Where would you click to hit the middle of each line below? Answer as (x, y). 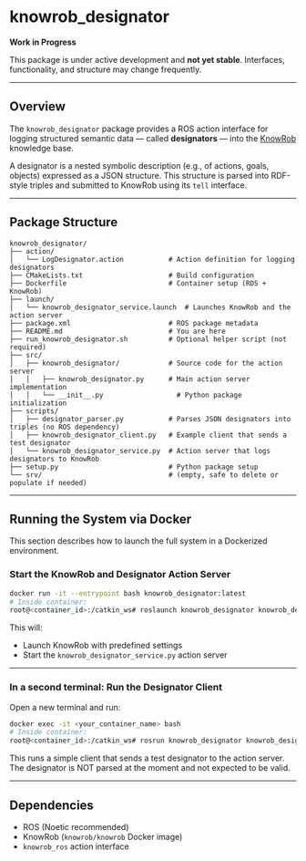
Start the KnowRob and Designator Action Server (120, 575)
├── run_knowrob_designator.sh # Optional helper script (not (148, 339)
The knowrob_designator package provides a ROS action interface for (139, 129)
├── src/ (26, 355)
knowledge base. (42, 148)
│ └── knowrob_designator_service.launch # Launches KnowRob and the (150, 307)
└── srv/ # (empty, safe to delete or (144, 475)
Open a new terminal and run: (65, 707)
